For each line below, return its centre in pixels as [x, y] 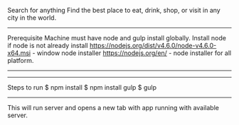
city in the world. [32, 18]
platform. [21, 60]
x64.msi [19, 53]
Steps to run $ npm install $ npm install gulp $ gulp [82, 87]
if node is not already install [48, 46]
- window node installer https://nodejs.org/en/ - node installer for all [132, 53]
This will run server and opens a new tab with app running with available [113, 108]
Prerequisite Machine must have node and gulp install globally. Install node [117, 38]
